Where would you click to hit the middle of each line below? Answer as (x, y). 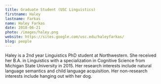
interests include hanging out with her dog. (48, 76)
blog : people (18, 42)
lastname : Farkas (23, 19)
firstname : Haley (23, 14)
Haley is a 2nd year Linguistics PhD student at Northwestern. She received (81, 55)
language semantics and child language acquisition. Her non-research (76, 71)
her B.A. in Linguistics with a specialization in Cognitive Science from (75, 60)
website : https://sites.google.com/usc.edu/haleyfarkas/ (65, 37)
